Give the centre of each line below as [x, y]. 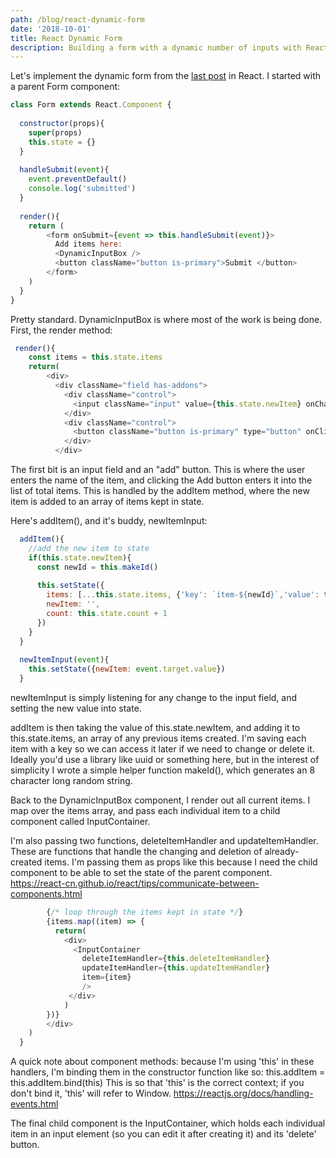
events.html [34, 1104]
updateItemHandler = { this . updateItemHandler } [176, 968]
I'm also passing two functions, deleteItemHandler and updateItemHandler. [164, 840]
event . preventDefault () [78, 179]
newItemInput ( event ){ [64, 660]
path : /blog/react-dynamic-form [77, 19]
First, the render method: [61, 330]
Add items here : [88, 244]
